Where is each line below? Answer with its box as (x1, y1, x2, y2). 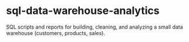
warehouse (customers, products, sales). (6, 29, 106, 36)
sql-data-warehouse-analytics (6, 4, 160, 17)
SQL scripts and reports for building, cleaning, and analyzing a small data (6, 23, 183, 30)
